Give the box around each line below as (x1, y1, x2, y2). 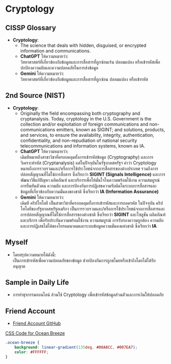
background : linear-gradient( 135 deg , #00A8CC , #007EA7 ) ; (14, 345, 138, 350)
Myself (5, 238, 28, 247)
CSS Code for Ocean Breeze (5, 330, 65, 336)
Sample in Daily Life (5, 278, 69, 287)
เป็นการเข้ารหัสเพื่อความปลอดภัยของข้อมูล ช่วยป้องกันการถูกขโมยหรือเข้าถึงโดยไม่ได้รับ (12, 257, 156, 263)
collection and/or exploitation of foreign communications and (20, 121, 149, 127)
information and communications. (20, 48, 91, 54)
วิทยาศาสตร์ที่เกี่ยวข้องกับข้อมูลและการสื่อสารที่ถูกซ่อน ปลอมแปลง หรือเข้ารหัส (20, 76, 149, 82)
